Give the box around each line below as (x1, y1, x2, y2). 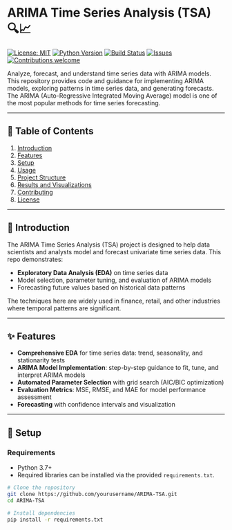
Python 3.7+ (17, 463, 52, 472)
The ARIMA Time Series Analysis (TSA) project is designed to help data (7, 240, 211, 249)
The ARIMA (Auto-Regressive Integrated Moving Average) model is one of (7, 91, 217, 100)
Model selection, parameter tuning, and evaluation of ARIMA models (17, 276, 212, 284)
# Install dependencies (7, 509, 76, 517)
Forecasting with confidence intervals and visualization (17, 400, 176, 409)
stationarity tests (17, 356, 66, 364)
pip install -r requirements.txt (7, 516, 104, 523)
